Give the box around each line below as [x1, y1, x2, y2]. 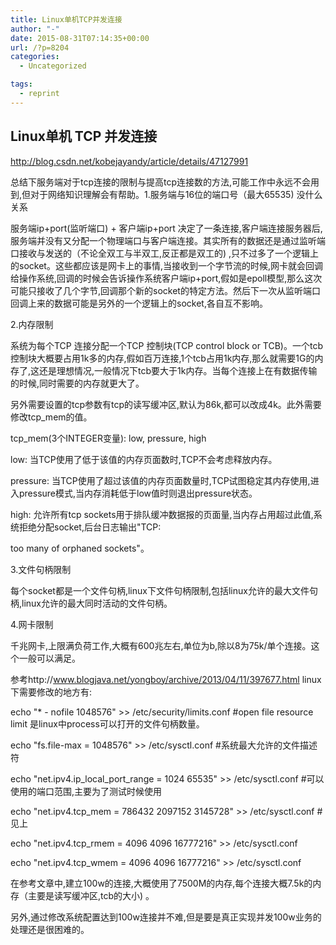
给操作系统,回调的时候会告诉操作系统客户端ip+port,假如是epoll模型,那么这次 [10, 272, 323, 284]
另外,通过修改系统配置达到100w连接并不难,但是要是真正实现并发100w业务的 [10, 911, 322, 923]
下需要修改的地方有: [10, 686, 93, 698]
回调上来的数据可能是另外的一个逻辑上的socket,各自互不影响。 [10, 297, 268, 309]
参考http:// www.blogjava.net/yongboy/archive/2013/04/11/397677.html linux [10, 673, 322, 685]
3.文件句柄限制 [10, 563, 72, 575]
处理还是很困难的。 [10, 923, 90, 935]
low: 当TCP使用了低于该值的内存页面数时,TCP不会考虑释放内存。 [10, 453, 278, 465]
